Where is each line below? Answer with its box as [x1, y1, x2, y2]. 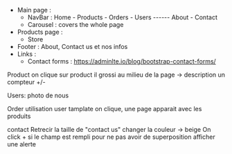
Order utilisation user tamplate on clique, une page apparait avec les [7, 105, 202, 113]
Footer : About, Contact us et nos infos [17, 43, 128, 50]
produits [7, 112, 31, 120]
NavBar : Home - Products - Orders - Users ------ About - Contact [27, 13, 218, 21]
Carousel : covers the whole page [27, 21, 124, 28]
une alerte [7, 140, 37, 148]
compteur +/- [7, 78, 46, 86]
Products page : [17, 28, 64, 36]
